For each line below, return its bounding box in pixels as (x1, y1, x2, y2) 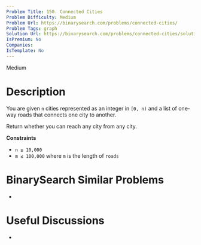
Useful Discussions (6, 213, 105, 227)
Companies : (6, 42, 33, 48)
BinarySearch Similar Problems (6, 173, 165, 186)
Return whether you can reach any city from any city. (6, 122, 138, 130)
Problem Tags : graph (6, 25, 58, 32)
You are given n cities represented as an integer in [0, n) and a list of (6, 105, 178, 112)
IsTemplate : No (6, 48, 44, 54)
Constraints (6, 134, 36, 141)
